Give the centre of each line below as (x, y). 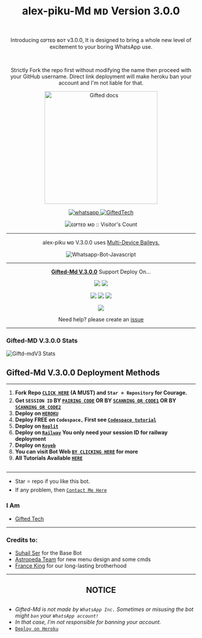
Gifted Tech (29, 518)
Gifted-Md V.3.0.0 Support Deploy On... (101, 272)
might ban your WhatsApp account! (57, 615)
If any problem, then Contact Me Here (61, 490)
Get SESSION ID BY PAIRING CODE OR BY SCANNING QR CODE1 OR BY (95, 401)
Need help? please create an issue (101, 319)
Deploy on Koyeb (35, 445)
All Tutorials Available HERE (49, 458)
